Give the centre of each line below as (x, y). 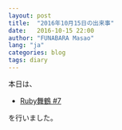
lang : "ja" (26, 45)
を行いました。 (33, 117)
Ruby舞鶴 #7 (40, 100)
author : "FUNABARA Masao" (51, 38)
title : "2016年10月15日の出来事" (61, 23)
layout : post (30, 16)
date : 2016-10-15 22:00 (51, 30)
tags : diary (28, 61)
